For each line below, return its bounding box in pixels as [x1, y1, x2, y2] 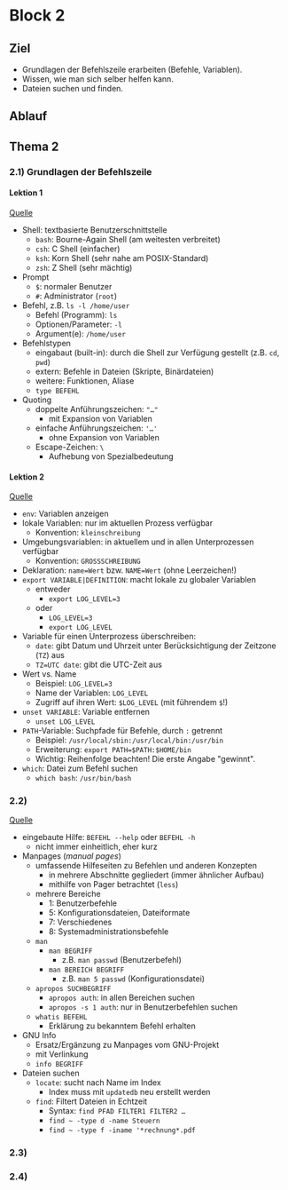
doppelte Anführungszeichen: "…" [35, 403, 159, 414]
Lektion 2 [9, 472, 44, 482]
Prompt [21, 272, 50, 282]
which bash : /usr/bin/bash [35, 773, 132, 783]
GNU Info [21, 1030, 57, 1041]
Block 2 [9, 5, 66, 26]
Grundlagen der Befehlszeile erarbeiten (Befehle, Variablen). [21, 64, 243, 75]
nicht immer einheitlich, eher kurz [35, 841, 158, 853]
